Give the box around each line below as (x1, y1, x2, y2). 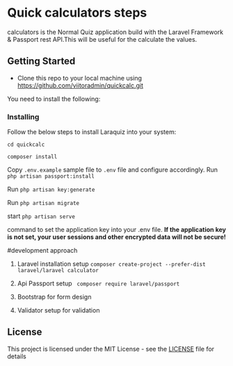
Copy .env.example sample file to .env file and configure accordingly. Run (7, 165, 218, 174)
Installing (7, 112, 40, 122)
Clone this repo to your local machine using (17, 74, 143, 82)
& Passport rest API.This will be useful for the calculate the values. (7, 35, 198, 43)
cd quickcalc (7, 141, 45, 149)
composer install (7, 153, 58, 160)
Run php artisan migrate (7, 199, 80, 207)
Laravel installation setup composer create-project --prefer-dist (17, 260, 207, 268)
